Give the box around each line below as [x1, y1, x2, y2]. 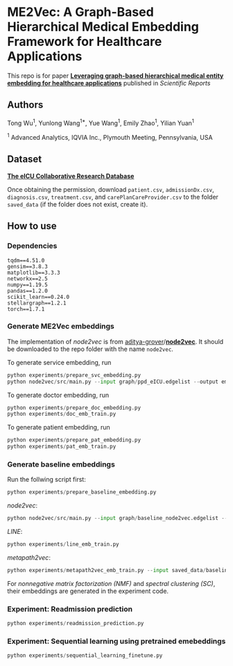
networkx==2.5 [7, 275, 49, 282]
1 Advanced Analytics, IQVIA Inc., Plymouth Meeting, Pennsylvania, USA [7, 132, 213, 142]
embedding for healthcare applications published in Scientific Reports [7, 79, 211, 87]
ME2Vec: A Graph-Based [7, 4, 154, 20]
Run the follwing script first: [7, 476, 87, 484]
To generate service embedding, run [7, 358, 112, 366]
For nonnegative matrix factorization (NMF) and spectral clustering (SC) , [7, 579, 216, 587]
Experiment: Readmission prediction [7, 604, 133, 614]
